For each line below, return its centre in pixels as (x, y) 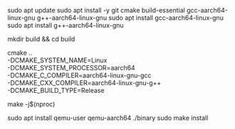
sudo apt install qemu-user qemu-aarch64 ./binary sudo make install (108, 118)
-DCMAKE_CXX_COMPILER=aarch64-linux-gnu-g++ (84, 83)
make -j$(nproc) (31, 104)
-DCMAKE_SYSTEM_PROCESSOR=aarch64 (71, 68)
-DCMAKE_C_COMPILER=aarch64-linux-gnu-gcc (79, 75)
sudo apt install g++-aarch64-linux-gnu (66, 25)
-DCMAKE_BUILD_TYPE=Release (56, 90)
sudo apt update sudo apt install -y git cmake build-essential (96, 10)
